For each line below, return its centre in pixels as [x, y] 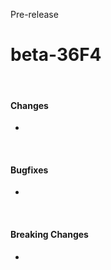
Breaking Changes [49, 234]
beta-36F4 [56, 55]
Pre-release [34, 14]
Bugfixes [29, 170]
